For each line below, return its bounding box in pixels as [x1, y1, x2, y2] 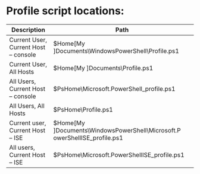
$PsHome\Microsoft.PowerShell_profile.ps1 [53, 84, 176, 93]
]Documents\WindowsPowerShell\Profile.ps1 [53, 46, 180, 55]
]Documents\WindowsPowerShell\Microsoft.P [53, 126, 181, 134]
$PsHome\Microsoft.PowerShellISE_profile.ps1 [53, 150, 185, 159]
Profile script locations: [6, 4, 124, 18]
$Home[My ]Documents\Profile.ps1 [53, 64, 154, 72]
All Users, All [9, 102, 45, 110]
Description [11, 26, 46, 34]
